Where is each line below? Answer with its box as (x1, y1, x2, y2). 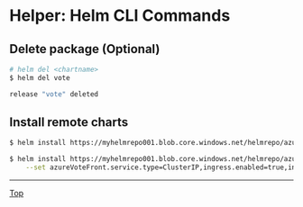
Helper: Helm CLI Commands (9, 5, 231, 26)
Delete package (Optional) (9, 41, 161, 57)
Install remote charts (9, 114, 129, 130)
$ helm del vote (9, 73, 70, 82)
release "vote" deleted (9, 89, 99, 99)
